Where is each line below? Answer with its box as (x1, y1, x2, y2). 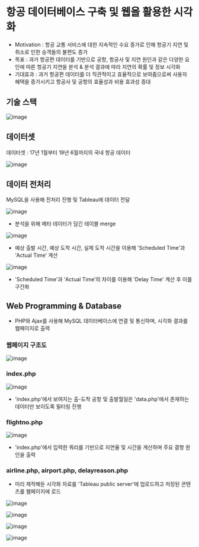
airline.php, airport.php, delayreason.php (6, 466, 129, 475)
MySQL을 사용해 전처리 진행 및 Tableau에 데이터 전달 (6, 196, 130, 203)
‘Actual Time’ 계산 (14, 252, 58, 259)
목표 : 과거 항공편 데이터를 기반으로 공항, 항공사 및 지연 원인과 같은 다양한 (14, 56, 184, 63)
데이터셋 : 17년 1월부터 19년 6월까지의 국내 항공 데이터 (6, 149, 131, 156)
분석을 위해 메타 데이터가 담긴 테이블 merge (14, 220, 116, 227)
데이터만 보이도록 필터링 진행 (14, 403, 82, 410)
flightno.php (6, 418, 43, 426)
